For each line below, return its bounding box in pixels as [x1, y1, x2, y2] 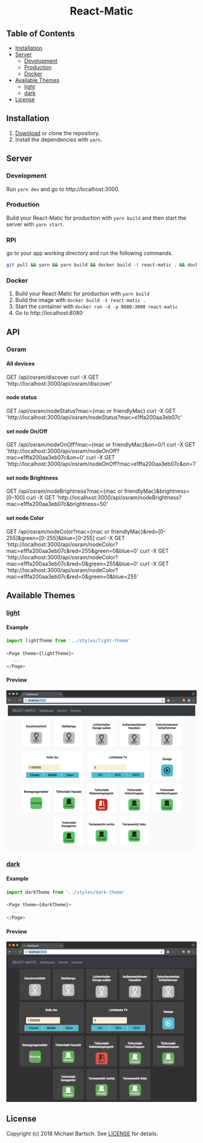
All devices [6, 360, 35, 367]
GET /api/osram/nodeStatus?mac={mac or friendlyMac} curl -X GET [6, 407, 176, 414]
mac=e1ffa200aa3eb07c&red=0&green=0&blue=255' [6, 573, 139, 580]
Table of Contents [6, 28, 76, 39]
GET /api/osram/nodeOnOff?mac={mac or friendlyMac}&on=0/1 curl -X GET [6, 441, 196, 449]
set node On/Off [6, 427, 48, 435]
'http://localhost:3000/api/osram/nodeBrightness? [56, 494, 182, 501]
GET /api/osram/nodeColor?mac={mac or [6, 528, 110, 535]
